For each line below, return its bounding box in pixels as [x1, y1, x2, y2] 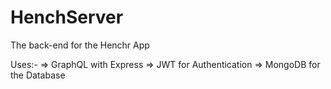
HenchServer [10, 6, 124, 29]
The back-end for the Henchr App [10, 39, 150, 51]
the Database [10, 69, 66, 81]
